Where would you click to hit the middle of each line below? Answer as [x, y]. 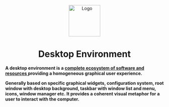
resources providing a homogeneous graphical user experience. [74, 73]
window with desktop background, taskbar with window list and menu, [81, 88]
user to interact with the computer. [42, 99]
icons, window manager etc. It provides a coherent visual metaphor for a [82, 93]
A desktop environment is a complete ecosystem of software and [75, 68]
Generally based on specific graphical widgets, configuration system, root [84, 83]
